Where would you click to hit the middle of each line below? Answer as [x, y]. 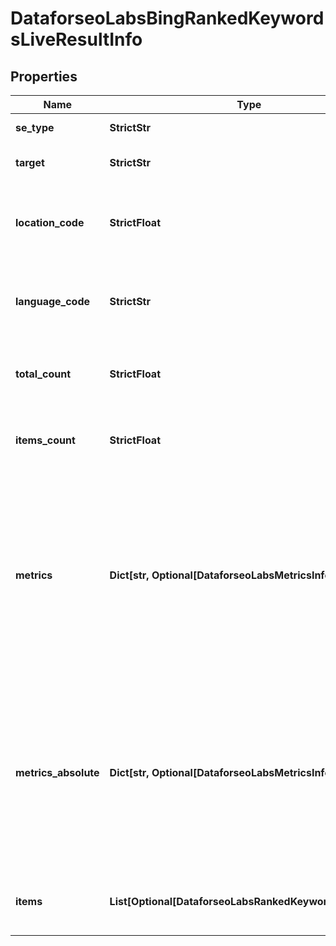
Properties [44, 76]
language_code [53, 301]
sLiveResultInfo [76, 39]
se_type [35, 127]
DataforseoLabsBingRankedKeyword [167, 18]
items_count [45, 440]
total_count [43, 374]
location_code [50, 222]
